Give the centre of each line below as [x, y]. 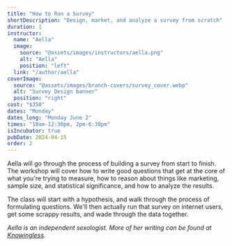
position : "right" [40, 99]
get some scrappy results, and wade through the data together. [98, 215]
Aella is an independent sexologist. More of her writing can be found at [109, 228]
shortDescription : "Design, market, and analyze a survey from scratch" [115, 20]
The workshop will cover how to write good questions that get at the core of [116, 171]
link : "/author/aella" [46, 72]
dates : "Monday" [31, 111]
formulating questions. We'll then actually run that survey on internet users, [115, 207]
